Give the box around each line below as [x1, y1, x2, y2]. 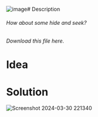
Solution [6, 85, 49, 99]
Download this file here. [6, 37, 64, 44]
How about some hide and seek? [6, 19, 87, 26]
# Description [27, 6, 61, 12]
